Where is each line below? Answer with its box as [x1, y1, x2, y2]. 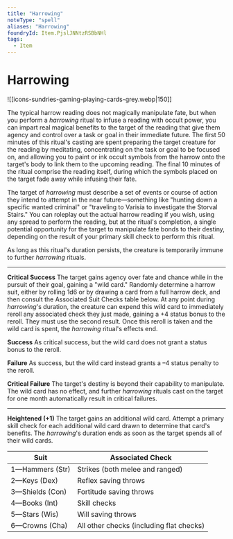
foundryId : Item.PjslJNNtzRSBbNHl [7, 29, 107, 37]
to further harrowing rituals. [7, 253, 87, 261]
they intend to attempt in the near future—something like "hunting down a [7, 195, 218, 204]
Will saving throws [77, 509, 137, 519]
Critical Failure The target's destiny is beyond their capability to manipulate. [7, 379, 225, 388]
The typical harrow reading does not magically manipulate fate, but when [7, 108, 216, 116]
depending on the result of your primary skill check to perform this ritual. [7, 232, 215, 240]
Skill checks [77, 498, 116, 508]
